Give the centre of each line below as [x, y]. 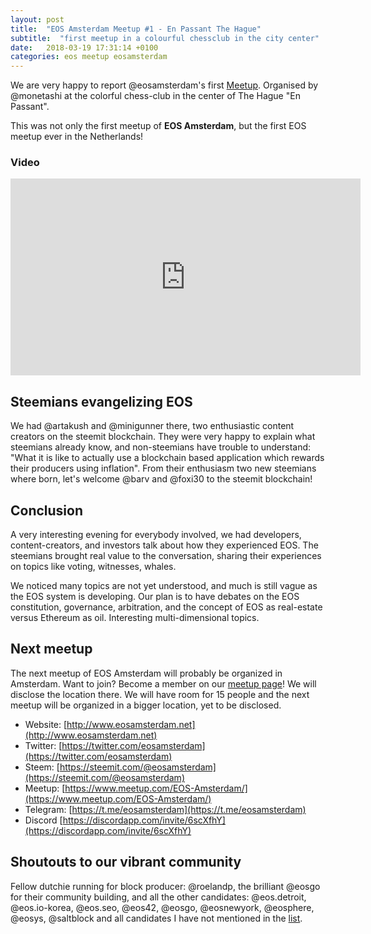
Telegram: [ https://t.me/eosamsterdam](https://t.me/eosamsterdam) [165, 809]
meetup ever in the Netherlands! [77, 137]
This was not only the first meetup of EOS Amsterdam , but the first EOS [158, 126]
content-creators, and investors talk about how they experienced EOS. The [164, 545]
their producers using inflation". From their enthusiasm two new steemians [163, 468]
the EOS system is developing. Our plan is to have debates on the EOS [155, 597]
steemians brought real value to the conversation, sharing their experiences [166, 556]
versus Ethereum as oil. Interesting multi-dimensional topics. [135, 618]
